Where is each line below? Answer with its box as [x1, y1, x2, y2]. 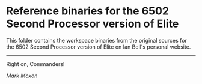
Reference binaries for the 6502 [6, 4, 170, 18]
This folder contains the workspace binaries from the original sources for [6, 37, 188, 44]
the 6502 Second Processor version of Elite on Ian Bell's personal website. [6, 43, 191, 50]
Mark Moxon [6, 72, 38, 79]
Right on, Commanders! [6, 60, 65, 67]
